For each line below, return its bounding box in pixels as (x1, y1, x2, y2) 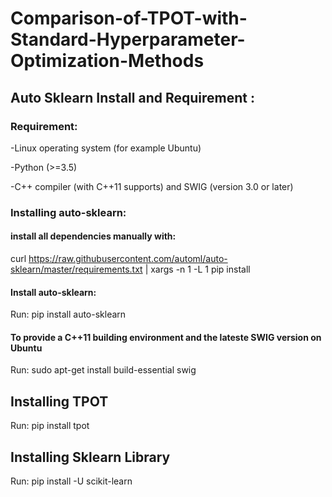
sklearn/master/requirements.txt (10, 263, 143, 275)
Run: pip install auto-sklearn (10, 308, 127, 321)
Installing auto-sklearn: (10, 205, 127, 219)
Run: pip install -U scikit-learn (10, 475, 133, 487)
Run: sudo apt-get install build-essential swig (10, 364, 197, 376)
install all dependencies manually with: (10, 230, 177, 242)
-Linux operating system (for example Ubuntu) (10, 142, 202, 154)
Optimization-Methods (10, 50, 205, 72)
